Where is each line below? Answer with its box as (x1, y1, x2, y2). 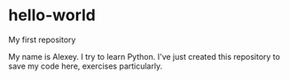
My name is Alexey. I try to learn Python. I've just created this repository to (8, 51, 281, 62)
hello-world (8, 5, 97, 25)
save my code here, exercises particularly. (8, 61, 163, 71)
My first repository (8, 34, 76, 45)
